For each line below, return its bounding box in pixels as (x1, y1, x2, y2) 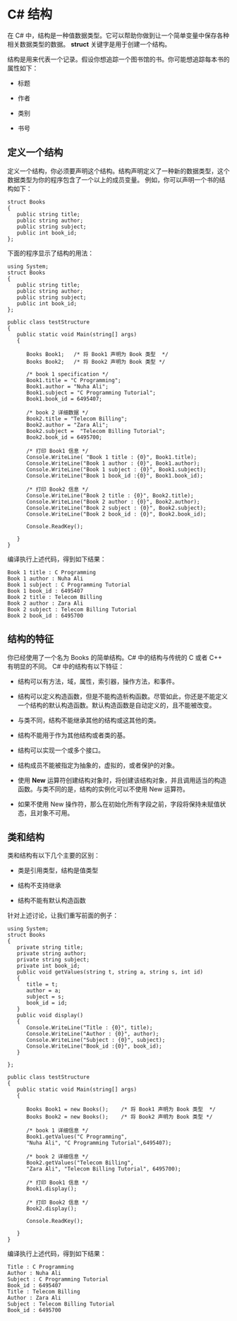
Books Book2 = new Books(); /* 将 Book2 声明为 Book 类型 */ (25, 1113, 213, 1120)
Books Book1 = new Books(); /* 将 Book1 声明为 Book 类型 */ (25, 1106, 217, 1113)
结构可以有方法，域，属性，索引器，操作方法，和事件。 (17, 677, 178, 685)
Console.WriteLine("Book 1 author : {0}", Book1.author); (25, 460, 200, 467)
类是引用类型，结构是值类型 (17, 866, 99, 875)
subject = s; (25, 993, 65, 1000)
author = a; (25, 987, 61, 995)
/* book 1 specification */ (25, 370, 109, 378)
